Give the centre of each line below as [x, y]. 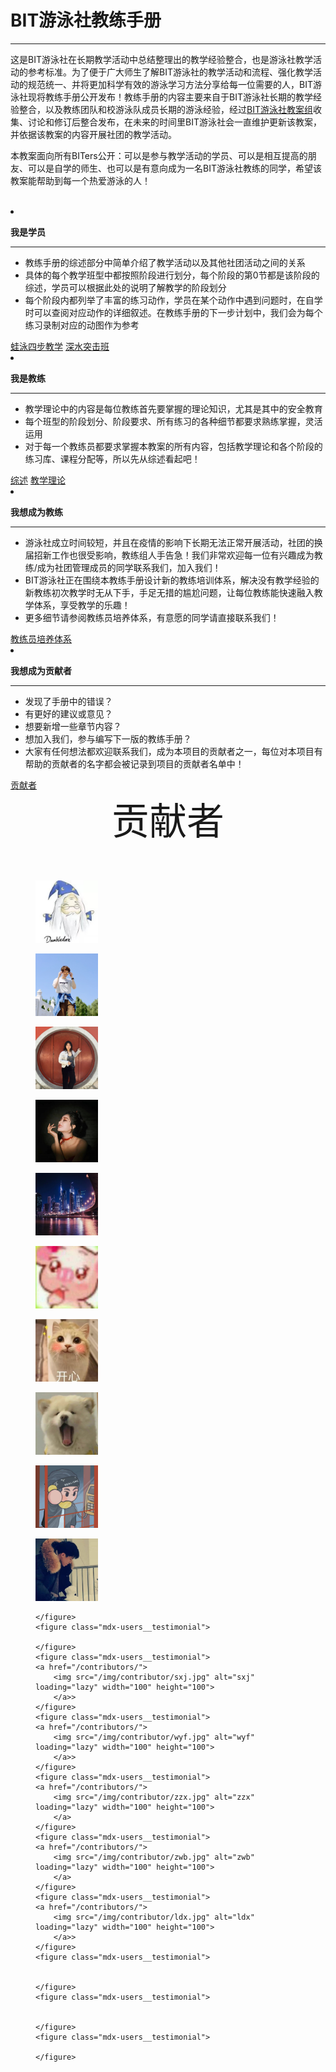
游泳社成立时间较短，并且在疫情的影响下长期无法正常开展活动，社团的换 [173, 542]
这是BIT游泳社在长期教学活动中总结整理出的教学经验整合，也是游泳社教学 [161, 59]
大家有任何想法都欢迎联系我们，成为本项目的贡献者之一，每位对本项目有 [173, 751]
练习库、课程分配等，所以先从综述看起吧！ [112, 458]
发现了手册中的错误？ [68, 701]
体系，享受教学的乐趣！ [82, 605]
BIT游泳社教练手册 [86, 20]
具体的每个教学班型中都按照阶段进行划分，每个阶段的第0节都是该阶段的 [172, 275]
